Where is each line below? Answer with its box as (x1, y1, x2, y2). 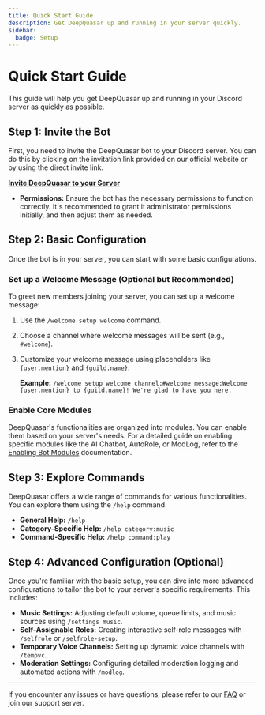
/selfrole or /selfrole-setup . (19, 634, 118, 643)
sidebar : (8, 26, 37, 34)
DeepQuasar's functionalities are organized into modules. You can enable (8, 423, 247, 432)
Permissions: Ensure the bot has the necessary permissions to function (19, 194, 254, 202)
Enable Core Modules (8, 405, 92, 416)
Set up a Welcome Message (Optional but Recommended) (8, 273, 234, 284)
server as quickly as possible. (8, 102, 105, 111)
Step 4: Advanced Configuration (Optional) (8, 555, 225, 569)
